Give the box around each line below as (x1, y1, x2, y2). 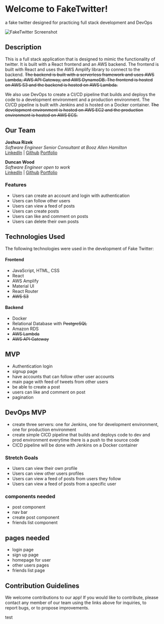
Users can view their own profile (12, 466, 78, 471)
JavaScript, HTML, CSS (12, 267, 60, 273)
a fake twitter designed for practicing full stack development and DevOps (5, 19, 153, 25)
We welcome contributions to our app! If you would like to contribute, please (5, 594, 159, 600)
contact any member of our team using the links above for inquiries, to (5, 600, 146, 605)
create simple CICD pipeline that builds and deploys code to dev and (12, 431, 150, 437)
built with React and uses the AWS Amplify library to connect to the (5, 66, 141, 72)
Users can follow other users (12, 197, 71, 203)
